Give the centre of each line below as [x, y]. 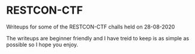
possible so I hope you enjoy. [42, 45]
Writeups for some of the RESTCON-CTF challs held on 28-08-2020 [91, 27]
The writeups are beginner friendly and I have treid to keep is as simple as [98, 38]
